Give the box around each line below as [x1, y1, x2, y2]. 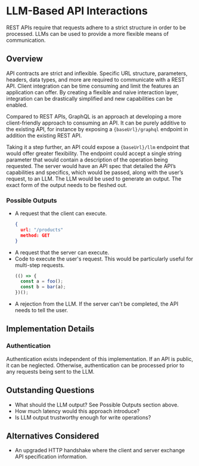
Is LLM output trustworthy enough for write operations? [14, 414, 151, 421]
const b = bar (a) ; [20, 284, 66, 290]
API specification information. [14, 453, 88, 460]
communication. [6, 36, 46, 44]
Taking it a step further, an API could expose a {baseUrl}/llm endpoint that [6, 143, 189, 150]
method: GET [20, 232, 50, 238]
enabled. [6, 101, 28, 108]
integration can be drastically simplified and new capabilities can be [6, 95, 173, 102]
